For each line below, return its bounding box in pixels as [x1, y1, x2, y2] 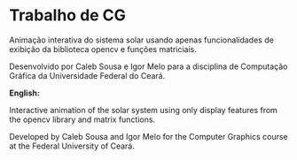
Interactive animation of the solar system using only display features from [9, 104, 277, 115]
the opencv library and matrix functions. [9, 114, 156, 125]
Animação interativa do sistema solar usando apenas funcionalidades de [9, 34, 275, 45]
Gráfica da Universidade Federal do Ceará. [9, 70, 166, 80]
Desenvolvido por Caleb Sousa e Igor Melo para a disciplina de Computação [9, 61, 288, 72]
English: [9, 88, 40, 98]
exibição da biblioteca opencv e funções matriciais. [9, 43, 198, 54]
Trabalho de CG [9, 5, 127, 26]
